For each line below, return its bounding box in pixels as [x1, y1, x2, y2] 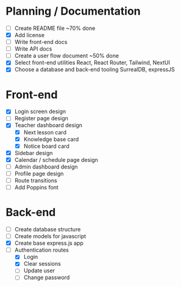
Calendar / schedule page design [14, 156, 99, 163]
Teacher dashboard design [14, 122, 83, 129]
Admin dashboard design [14, 163, 78, 170]
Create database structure [14, 226, 81, 233]
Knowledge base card [23, 136, 79, 143]
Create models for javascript [14, 233, 87, 240]
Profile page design [14, 170, 64, 177]
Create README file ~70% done [14, 24, 96, 32]
